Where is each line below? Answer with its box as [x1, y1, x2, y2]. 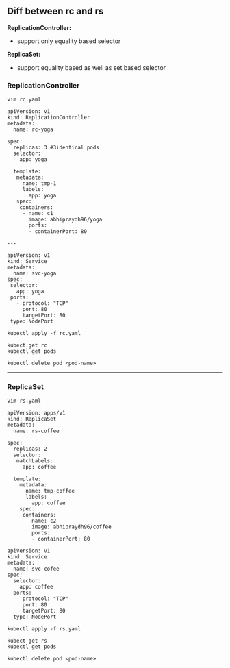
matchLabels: [16, 458, 53, 465]
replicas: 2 [13, 445, 48, 453]
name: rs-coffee [13, 428, 60, 434]
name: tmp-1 [22, 180, 57, 187]
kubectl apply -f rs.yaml [7, 626, 81, 632]
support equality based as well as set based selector [16, 63, 166, 71]
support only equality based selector [16, 37, 121, 45]
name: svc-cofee [13, 565, 60, 573]
